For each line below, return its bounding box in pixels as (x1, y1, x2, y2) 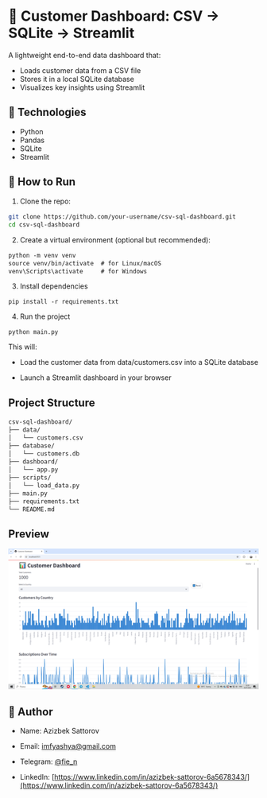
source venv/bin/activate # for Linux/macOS (8, 260, 161, 268)
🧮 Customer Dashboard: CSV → (8, 7, 220, 25)
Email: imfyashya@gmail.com (19, 742, 117, 751)
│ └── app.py (8, 466, 59, 474)
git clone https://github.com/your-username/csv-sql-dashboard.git (8, 212, 237, 221)
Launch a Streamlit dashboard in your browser (19, 373, 172, 382)
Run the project (19, 312, 71, 321)
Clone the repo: (19, 196, 72, 206)
